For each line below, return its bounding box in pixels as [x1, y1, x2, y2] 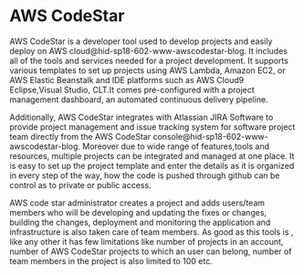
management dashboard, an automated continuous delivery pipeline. [9, 93, 268, 105]
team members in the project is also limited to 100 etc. [9, 255, 213, 266]
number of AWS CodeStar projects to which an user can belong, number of [9, 246, 292, 257]
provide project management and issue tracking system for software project [9, 121, 296, 132]
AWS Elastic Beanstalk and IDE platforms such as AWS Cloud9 [9, 74, 245, 85]
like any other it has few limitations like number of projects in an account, [9, 236, 284, 247]
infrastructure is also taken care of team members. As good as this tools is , [9, 226, 294, 238]
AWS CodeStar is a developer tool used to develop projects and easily [9, 36, 273, 47]
